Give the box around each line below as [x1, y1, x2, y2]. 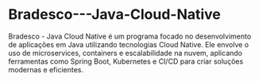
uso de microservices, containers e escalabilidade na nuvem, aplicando [8, 48, 242, 57]
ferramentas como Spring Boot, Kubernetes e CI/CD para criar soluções [8, 57, 244, 66]
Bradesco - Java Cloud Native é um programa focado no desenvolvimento [8, 31, 252, 41]
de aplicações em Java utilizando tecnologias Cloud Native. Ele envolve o [8, 39, 249, 49]
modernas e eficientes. [8, 64, 84, 74]
